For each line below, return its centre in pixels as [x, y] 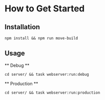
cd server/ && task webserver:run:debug [47, 74]
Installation [22, 27]
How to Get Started [45, 9]
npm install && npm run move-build [41, 38]
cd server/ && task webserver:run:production [52, 93]
